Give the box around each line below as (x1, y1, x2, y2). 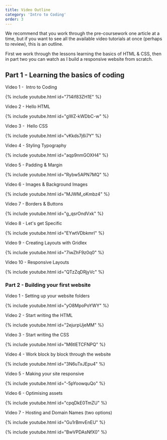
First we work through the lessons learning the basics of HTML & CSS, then (5, 51, 162, 57)
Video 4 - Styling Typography (5, 143, 67, 149)
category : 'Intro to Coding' (5, 12, 66, 17)
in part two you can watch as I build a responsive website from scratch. (5, 56, 153, 62)
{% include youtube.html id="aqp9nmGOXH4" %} (5, 152, 109, 158)
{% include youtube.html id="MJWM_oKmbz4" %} (5, 191, 110, 197)
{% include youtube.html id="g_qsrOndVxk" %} (5, 210, 104, 216)
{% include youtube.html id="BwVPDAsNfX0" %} (5, 429, 107, 435)
